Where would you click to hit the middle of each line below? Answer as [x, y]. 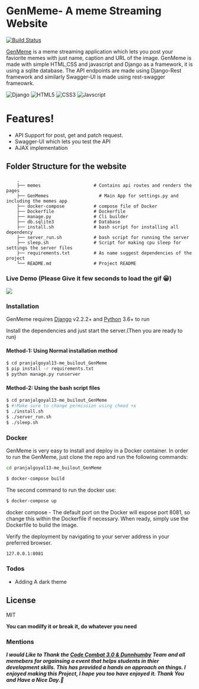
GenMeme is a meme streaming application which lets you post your [90, 51]
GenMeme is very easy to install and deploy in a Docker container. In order [97, 451]
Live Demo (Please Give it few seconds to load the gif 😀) [89, 278]
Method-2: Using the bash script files [53, 388]
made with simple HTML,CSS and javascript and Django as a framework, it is [99, 64]
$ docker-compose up [32, 501]
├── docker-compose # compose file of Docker [87, 206]
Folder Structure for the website [66, 167]
